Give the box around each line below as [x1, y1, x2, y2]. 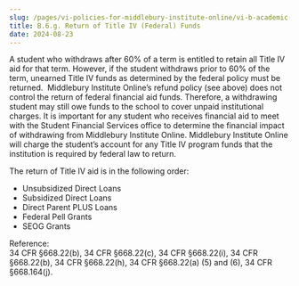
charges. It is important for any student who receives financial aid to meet [9, 110, 279, 121]
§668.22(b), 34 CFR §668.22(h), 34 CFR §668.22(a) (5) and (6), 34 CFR [9, 257, 273, 268]
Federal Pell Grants [21, 211, 93, 223]
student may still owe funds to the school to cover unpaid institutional [9, 102, 264, 112]
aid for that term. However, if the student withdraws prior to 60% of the [9, 63, 271, 74]
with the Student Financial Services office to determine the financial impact [9, 120, 285, 131]
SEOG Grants [21, 221, 71, 232]
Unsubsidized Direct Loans [21, 184, 122, 194]
